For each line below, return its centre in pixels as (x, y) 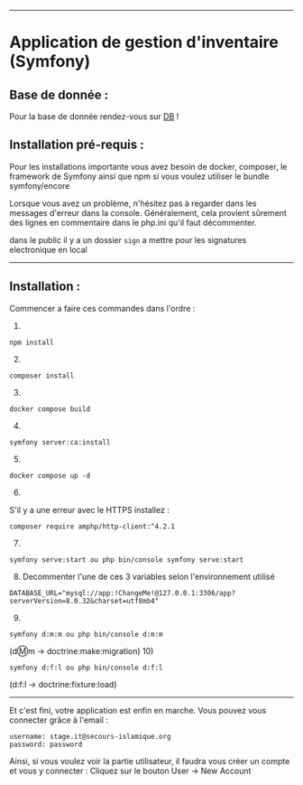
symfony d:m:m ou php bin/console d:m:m (87, 634)
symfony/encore (40, 185)
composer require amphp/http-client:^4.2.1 (92, 526)
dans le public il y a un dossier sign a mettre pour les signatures (128, 239)
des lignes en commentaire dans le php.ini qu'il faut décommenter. (133, 222)
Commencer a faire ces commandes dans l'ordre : (102, 308)
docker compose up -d (50, 475)
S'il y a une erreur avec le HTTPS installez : (89, 509)
